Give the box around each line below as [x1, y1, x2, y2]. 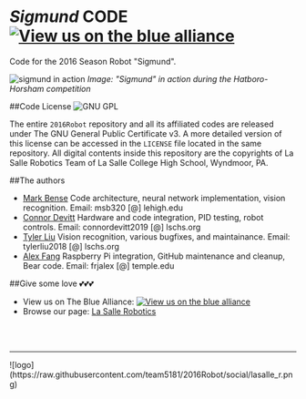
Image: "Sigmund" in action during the [87, 73, 232, 84]
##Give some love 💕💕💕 [9, 278, 94, 289]
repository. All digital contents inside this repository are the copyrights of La [9, 148, 294, 159]
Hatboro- [233, 73, 269, 84]
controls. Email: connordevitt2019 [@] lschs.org [22, 221, 201, 232]
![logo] [9, 359, 35, 370]
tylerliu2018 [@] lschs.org [22, 240, 120, 251]
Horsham [9, 83, 45, 94]
